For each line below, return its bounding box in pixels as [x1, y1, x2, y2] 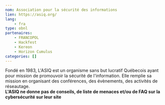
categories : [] [5, 53, 37, 59]
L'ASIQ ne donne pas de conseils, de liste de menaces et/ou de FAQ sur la [5, 88, 160, 95]
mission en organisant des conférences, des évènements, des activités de [5, 78, 158, 84]
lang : [5, 16, 16, 21]
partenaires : [5, 30, 32, 35]
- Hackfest [14, 40, 37, 45]
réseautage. [5, 83, 30, 89]
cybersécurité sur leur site [5, 94, 61, 100]
